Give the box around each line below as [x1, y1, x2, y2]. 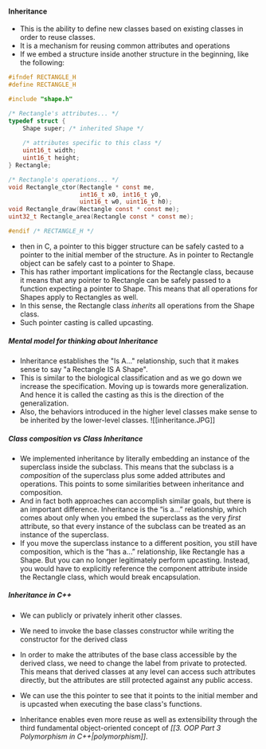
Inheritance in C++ [8, 590, 72, 600]
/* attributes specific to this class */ [22, 139, 162, 147]
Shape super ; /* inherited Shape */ [22, 124, 145, 132]
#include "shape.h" [8, 95, 73, 103]
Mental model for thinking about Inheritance [8, 335, 158, 346]
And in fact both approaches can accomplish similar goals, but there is [19, 496, 252, 505]
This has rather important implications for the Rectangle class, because [19, 267, 254, 276]
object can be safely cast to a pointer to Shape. [19, 258, 175, 268]
